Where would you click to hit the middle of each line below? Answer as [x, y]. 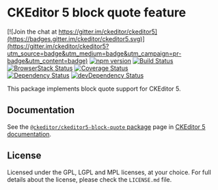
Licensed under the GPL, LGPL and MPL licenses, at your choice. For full [109, 172]
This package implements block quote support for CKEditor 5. [94, 88]
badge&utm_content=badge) [47, 60]
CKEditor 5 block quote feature [97, 13]
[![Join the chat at [32, 32]
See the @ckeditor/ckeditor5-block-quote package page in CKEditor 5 [107, 127]
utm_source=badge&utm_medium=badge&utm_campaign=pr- [94, 54]
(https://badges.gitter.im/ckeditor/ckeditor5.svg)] [76, 38]
